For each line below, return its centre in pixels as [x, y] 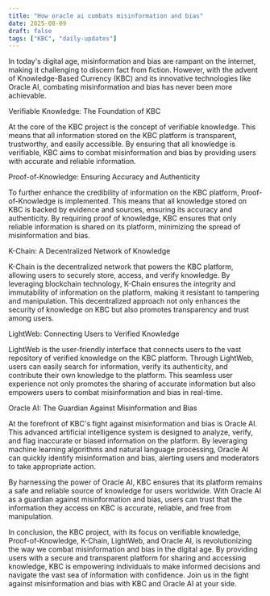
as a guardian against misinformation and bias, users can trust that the [125, 499]
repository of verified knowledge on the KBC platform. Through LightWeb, [131, 358]
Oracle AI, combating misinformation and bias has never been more [120, 87]
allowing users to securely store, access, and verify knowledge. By [119, 275]
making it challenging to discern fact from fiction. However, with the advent [133, 70]
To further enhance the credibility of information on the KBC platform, [124, 193]
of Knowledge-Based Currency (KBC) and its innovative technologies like [130, 78]
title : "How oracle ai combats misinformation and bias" [106, 16]
